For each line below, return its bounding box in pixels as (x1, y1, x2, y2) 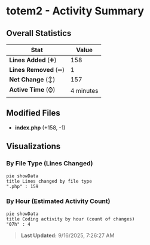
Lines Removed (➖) (9, 66, 65, 74)
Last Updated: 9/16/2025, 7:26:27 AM (20, 232, 115, 239)
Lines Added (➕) (9, 56, 57, 64)
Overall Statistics (6, 28, 72, 38)
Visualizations (6, 141, 61, 152)
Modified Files (6, 108, 61, 118)
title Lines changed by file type (6, 178, 93, 184)
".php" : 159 (6, 183, 39, 189)
